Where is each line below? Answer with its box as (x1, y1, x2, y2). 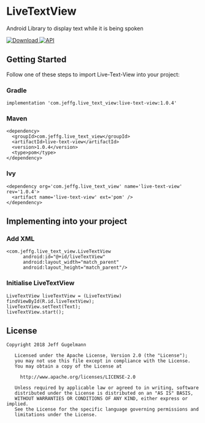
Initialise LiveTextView (6, 279, 75, 287)
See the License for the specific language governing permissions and (14, 406, 199, 413)
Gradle (6, 86, 27, 95)
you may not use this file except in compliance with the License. (14, 358, 191, 364)
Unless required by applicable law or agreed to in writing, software (14, 385, 199, 391)
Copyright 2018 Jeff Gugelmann (6, 342, 87, 348)
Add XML (6, 234, 35, 243)
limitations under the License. (14, 412, 98, 418)
